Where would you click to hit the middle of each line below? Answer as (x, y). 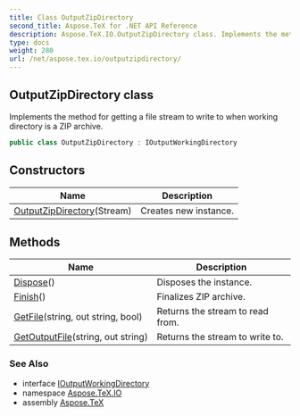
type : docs (29, 42)
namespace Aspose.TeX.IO (72, 393)
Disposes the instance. (204, 282)
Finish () (30, 297)
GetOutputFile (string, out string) (81, 337)
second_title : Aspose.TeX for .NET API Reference (104, 26)
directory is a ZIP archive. (56, 126)
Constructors (47, 171)
